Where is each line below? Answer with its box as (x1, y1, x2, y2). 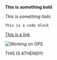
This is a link (5, 32, 30, 37)
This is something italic (5, 14, 52, 19)
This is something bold (5, 4, 53, 10)
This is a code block (5, 23, 49, 28)
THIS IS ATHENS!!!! (5, 51, 43, 56)
